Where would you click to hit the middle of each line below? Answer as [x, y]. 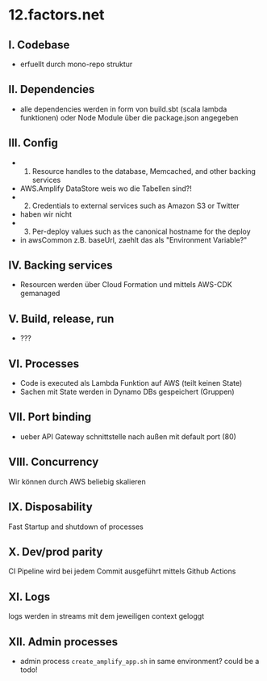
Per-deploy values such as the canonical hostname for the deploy [142, 231]
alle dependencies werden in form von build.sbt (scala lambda [123, 109]
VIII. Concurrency [54, 462]
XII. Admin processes [63, 642]
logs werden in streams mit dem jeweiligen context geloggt [106, 616]
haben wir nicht [46, 214]
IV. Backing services [60, 266]
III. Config [33, 143]
